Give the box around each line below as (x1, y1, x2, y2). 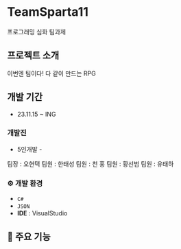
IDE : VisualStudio (16, 209, 68, 217)
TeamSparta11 (7, 4, 89, 20)
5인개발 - (16, 145, 43, 153)
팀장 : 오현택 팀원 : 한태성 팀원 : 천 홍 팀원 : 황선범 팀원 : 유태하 (7, 159, 174, 168)
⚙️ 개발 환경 (7, 178, 43, 188)
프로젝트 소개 (7, 49, 60, 62)
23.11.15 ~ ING (16, 110, 56, 118)
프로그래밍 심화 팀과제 (7, 27, 67, 36)
